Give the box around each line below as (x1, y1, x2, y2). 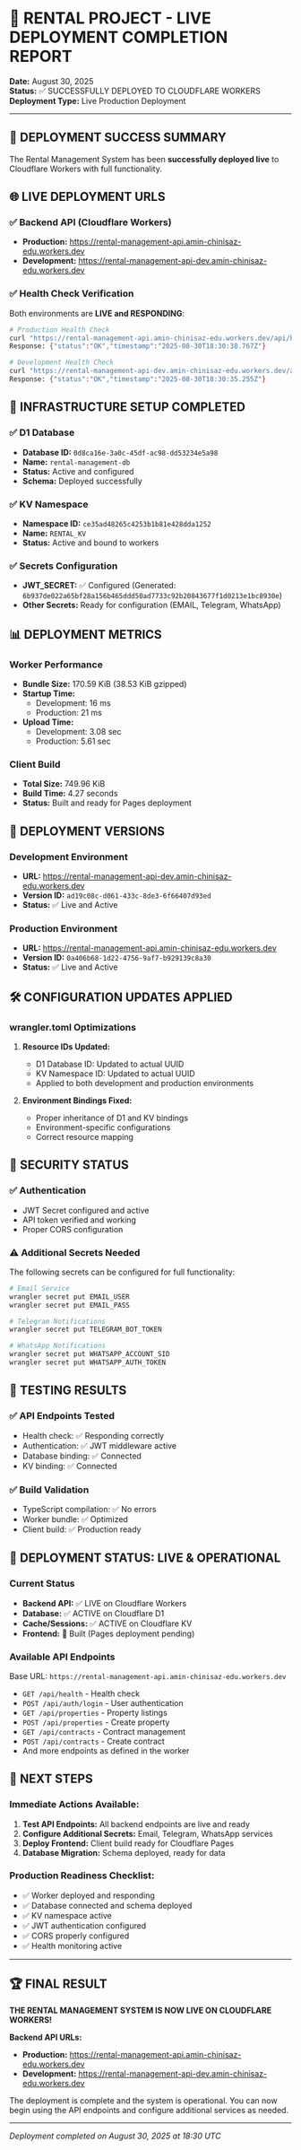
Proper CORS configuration (21, 1223, 124, 1234)
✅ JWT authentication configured (21, 1919, 147, 1931)
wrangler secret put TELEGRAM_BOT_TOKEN (9, 1325, 163, 1335)
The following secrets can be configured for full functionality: (9, 1266, 236, 1277)
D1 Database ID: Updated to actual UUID (35, 1058, 185, 1069)
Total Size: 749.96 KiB (21, 779, 106, 789)
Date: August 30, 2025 (9, 75, 94, 86)
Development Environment (9, 850, 128, 863)
